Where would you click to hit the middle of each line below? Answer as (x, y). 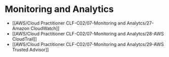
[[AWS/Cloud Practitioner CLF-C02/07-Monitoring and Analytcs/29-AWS (88, 44)
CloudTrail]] (25, 39)
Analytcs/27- (140, 23)
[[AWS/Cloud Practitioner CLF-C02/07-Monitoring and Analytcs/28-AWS (88, 33)
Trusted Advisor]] (30, 49)
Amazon (21, 28)
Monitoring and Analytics (59, 9)
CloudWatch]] (45, 28)
